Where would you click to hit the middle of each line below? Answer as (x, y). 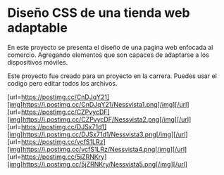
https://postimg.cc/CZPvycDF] (66, 112)
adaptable (38, 28)
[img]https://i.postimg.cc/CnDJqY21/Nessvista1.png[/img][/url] (98, 104)
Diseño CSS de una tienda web (99, 13)
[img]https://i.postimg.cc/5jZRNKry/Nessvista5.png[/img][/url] (98, 164)
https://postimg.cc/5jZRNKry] (64, 157)
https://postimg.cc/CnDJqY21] (65, 97)
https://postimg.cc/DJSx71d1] (64, 127)
